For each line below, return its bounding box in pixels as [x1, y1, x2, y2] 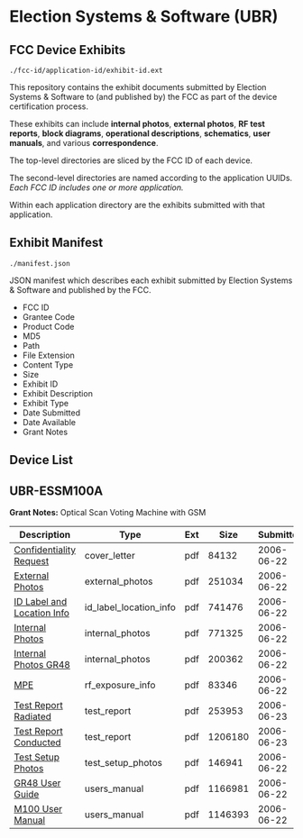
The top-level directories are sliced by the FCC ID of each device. [9, 155, 253, 166]
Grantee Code [22, 311, 75, 322]
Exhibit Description [22, 387, 93, 398]
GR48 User [14, 777, 61, 789]
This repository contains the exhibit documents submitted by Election [9, 82, 267, 92]
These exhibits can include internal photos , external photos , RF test [9, 119, 266, 129]
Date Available [22, 416, 77, 427]
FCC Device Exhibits [9, 42, 126, 58]
